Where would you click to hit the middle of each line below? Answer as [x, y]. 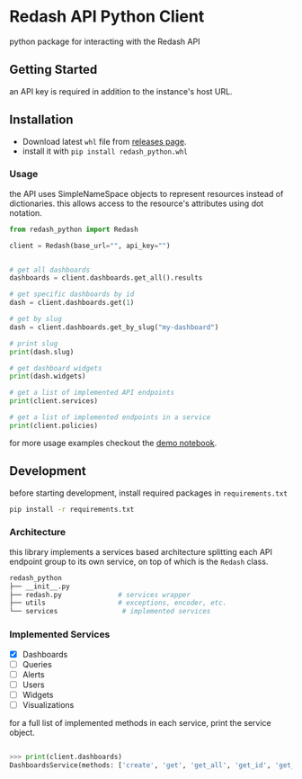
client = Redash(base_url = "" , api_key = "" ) [90, 246]
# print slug [34, 344]
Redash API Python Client [107, 17]
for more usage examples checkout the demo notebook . [113, 443]
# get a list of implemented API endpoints [92, 393]
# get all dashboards [50, 270]
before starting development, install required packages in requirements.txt [148, 493]
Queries [37, 664]
